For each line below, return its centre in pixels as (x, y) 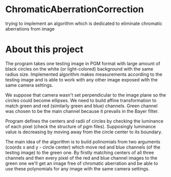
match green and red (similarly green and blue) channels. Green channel (81, 106)
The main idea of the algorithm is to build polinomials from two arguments (83, 141)
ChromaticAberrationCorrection (75, 9)
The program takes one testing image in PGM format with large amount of (83, 63)
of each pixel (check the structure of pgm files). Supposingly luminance (81, 126)
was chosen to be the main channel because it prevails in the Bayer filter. (82, 111)
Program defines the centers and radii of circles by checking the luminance (84, 121)
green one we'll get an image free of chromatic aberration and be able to (82, 163)
